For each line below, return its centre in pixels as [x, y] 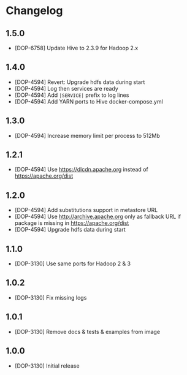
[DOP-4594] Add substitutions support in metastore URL [86, 210]
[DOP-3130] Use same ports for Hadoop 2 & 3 [73, 263]
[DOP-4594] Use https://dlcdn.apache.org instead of [81, 170]
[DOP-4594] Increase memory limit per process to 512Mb [87, 135]
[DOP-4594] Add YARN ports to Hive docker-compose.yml [89, 101]
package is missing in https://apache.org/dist [72, 223]
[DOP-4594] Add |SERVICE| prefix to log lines [72, 95]
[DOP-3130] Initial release [47, 366]
